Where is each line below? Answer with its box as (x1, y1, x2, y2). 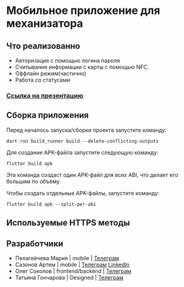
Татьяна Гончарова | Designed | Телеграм (15, 274, 124, 281)
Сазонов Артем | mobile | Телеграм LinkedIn (15, 261, 130, 268)
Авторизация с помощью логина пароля (15, 57, 120, 64)
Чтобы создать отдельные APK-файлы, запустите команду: (6, 189, 160, 196)
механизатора (6, 16, 83, 30)
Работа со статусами (15, 77, 70, 83)
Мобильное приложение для (6, 4, 160, 18)
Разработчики (6, 238, 64, 249)
